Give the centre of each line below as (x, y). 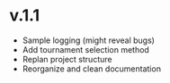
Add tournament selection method (86, 49)
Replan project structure (67, 59)
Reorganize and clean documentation (92, 69)
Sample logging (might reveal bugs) (89, 40)
